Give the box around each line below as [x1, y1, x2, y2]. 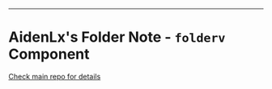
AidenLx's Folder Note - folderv [8, 28, 226, 47]
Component [8, 45, 91, 63]
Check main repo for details [8, 72, 101, 82]
